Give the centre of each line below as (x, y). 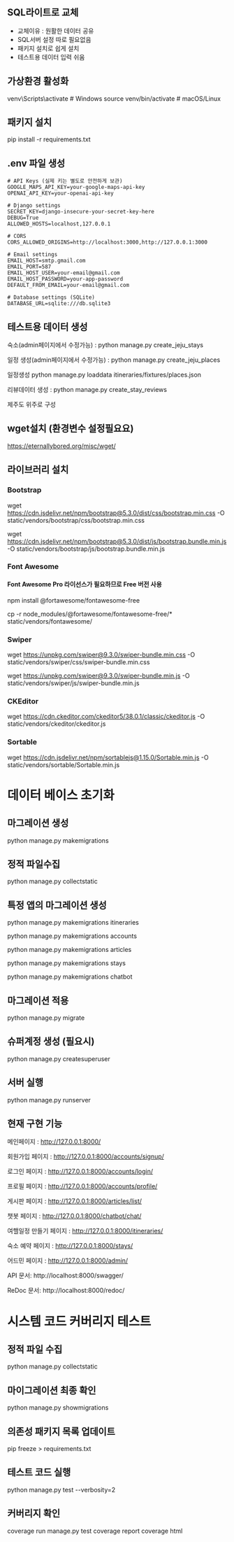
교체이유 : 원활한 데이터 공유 (56, 31)
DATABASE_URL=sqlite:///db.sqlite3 (59, 304)
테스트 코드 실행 (39, 1472)
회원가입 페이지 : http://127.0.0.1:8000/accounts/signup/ (86, 1156)
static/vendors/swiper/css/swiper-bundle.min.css (79, 662)
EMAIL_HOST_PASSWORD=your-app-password (65, 279)
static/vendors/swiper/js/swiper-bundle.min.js (73, 683)
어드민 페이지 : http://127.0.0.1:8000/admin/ (68, 1261)
